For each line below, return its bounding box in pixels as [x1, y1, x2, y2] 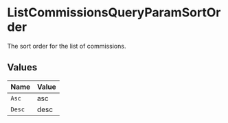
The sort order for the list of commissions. [7, 42, 126, 50]
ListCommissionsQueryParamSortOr [7, 5, 221, 20]
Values [7, 61, 38, 73]
